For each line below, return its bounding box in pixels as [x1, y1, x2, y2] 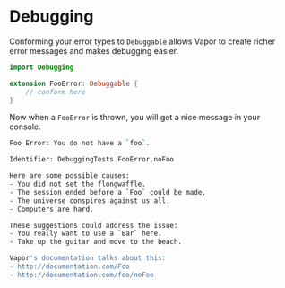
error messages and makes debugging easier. [9, 45, 179, 56]
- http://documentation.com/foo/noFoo [9, 270, 154, 279]
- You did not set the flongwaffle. [9, 179, 146, 189]
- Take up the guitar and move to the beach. [9, 238, 182, 247]
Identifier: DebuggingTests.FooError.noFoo [9, 155, 175, 164]
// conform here [25, 87, 87, 96]
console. [9, 121, 42, 132]
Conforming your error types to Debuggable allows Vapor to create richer [9, 36, 276, 47]
